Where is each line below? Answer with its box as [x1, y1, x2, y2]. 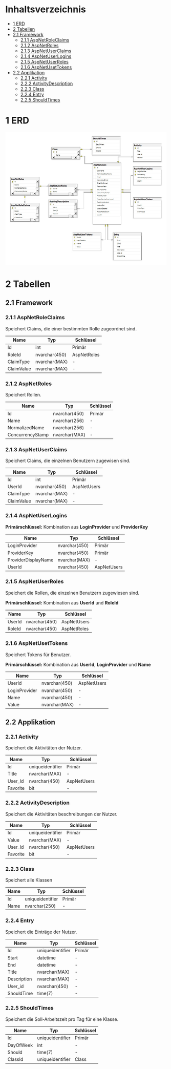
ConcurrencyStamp [7, 432, 49, 438]
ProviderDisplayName [7, 557, 54, 563]
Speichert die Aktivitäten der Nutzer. [5, 745, 82, 751]
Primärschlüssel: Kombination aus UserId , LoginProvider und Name [5, 661, 151, 667]
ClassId [7, 1056, 24, 1062]
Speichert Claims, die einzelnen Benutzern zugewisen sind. [5, 457, 131, 464]
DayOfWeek [7, 1042, 33, 1048]
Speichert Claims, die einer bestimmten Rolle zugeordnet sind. [5, 325, 137, 331]
